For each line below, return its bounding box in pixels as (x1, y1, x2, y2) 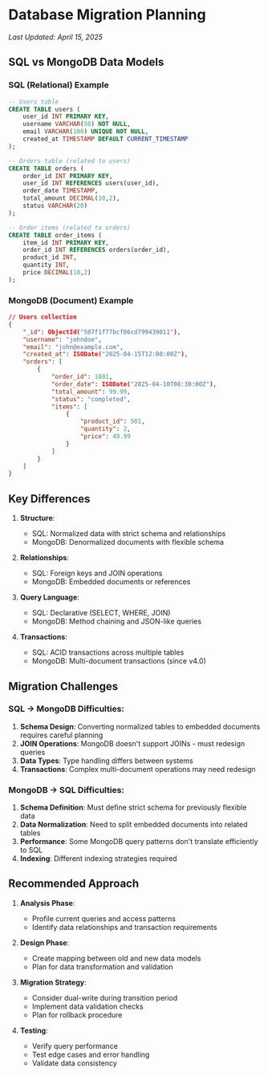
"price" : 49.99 (79, 432, 131, 441)
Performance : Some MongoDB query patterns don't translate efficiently (19, 837, 258, 847)
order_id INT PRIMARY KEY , (22, 172, 113, 180)
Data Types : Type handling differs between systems (19, 756, 194, 765)
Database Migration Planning (8, 6, 206, 24)
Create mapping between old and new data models (31, 953, 201, 963)
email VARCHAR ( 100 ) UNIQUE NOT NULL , (22, 128, 149, 136)
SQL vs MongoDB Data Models (8, 55, 164, 69)
